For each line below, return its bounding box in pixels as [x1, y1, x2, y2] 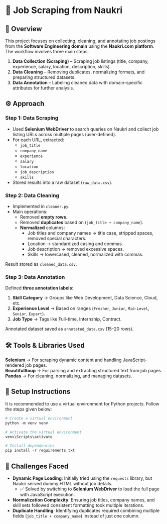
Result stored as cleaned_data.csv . [5, 261, 77, 267]
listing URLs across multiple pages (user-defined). [12, 131, 116, 137]
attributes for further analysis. [12, 85, 74, 91]
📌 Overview [5, 25, 42, 33]
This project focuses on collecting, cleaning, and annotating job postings [5, 38, 155, 44]
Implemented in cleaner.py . [12, 203, 70, 209]
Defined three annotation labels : [5, 285, 74, 291]
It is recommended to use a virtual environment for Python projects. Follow [5, 400, 159, 406]
